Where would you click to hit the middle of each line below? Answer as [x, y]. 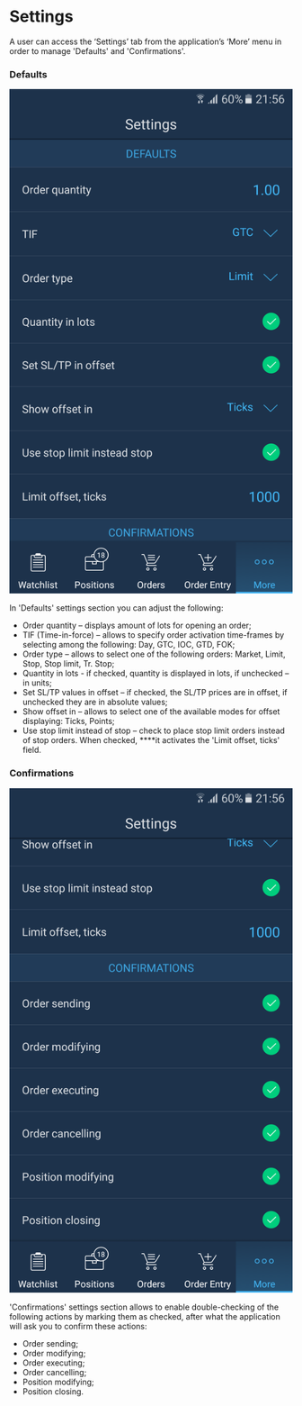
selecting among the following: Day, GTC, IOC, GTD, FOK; [129, 645]
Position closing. [53, 1391]
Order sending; [50, 1343]
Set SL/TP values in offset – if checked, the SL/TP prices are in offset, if [155, 693]
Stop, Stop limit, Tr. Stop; [68, 664]
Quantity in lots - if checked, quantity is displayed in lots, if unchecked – [155, 674]
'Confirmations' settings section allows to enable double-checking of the [144, 1307]
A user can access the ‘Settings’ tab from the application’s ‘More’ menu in [146, 41]
